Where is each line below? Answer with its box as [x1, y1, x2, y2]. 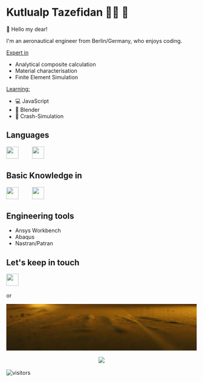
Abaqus [14, 233, 35, 241]
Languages [6, 130, 50, 140]
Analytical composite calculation [14, 61, 96, 68]
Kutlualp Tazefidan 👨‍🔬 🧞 [6, 5, 129, 19]
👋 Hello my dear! [6, 25, 48, 33]
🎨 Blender [14, 106, 40, 113]
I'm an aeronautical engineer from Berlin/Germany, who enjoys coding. [6, 37, 182, 44]
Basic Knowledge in [6, 171, 83, 181]
